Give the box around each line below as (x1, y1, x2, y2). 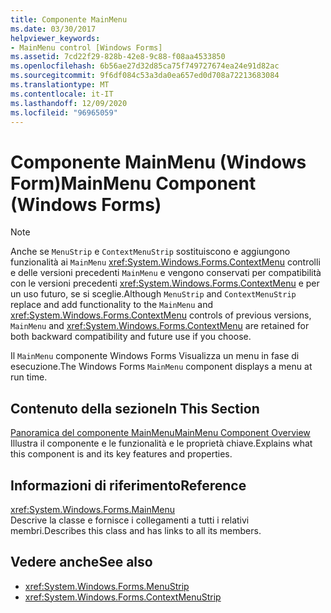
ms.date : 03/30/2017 (10, 24, 97, 34)
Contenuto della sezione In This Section (10, 400, 260, 417)
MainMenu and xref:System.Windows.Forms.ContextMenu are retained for (10, 320, 310, 332)
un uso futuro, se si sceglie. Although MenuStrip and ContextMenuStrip (10, 288, 297, 300)
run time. (10, 371, 48, 383)
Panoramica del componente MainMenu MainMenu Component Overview (10, 427, 311, 439)
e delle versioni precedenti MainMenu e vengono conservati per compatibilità (10, 267, 322, 279)
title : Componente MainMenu (10, 14, 128, 25)
